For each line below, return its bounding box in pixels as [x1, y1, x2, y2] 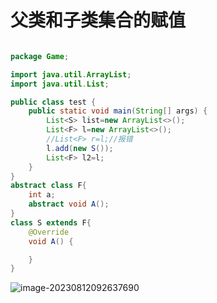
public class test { [10, 97, 97, 107]
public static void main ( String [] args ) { [28, 106, 208, 116]
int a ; [28, 190, 56, 200]
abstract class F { [10, 181, 87, 191]
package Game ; [10, 51, 70, 61]
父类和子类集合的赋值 [10, 9, 187, 32]
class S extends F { [10, 217, 92, 228]
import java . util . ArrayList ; [10, 69, 132, 80]
